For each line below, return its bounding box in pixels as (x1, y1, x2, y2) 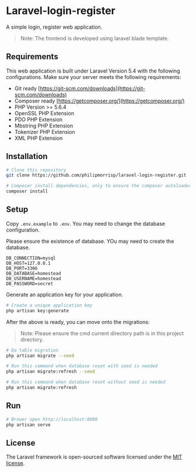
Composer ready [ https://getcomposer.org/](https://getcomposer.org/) (14, 97, 185, 104)
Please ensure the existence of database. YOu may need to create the (6, 237, 174, 244)
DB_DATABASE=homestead (6, 270, 61, 276)
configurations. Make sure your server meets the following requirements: (6, 73, 181, 80)
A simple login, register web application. (6, 23, 103, 30)
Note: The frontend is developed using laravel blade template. (20, 35, 169, 42)
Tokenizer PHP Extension (14, 128, 76, 135)
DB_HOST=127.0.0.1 (6, 260, 51, 266)
